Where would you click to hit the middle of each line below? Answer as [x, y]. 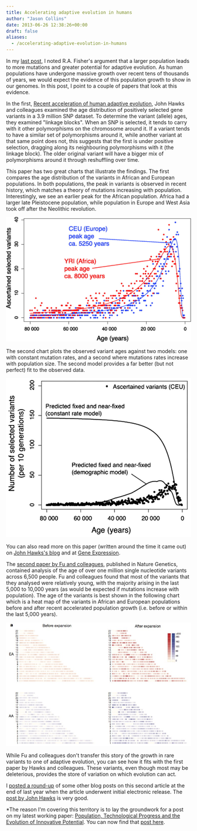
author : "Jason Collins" [36, 19]
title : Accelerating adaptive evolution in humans [69, 12]
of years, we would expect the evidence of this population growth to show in [98, 80]
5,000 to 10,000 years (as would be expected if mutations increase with [93, 589]
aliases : [17, 37]
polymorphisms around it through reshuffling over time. [73, 160]
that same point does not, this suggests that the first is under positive [90, 141]
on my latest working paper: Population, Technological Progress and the [93, 816]
